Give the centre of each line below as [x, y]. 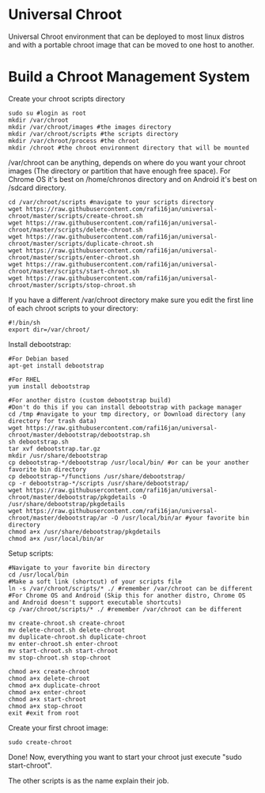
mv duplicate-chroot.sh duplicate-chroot [78, 637]
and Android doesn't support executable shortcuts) [95, 602]
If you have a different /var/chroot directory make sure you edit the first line [131, 300]
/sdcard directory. [38, 187]
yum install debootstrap [49, 386]
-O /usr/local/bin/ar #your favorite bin [180, 518]
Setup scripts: [31, 553]
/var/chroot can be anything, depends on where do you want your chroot [127, 162]
